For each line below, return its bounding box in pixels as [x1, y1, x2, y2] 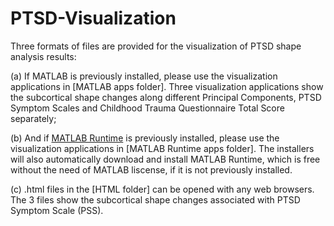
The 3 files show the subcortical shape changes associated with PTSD [10, 193, 301, 206]
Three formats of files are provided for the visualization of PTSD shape [10, 40, 302, 52]
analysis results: [10, 50, 77, 62]
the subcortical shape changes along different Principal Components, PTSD [10, 91, 322, 103]
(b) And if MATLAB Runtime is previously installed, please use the [10, 132, 280, 144]
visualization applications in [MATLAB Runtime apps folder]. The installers [10, 142, 315, 154]
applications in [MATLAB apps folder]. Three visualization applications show [10, 80, 324, 92]
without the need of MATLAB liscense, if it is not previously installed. [10, 163, 293, 176]
